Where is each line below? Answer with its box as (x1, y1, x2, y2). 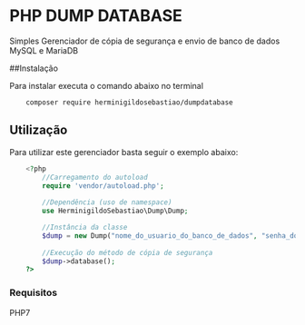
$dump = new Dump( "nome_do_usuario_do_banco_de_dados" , (42, 231, 258, 241)
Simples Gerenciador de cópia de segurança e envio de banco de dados (9, 35, 280, 46)
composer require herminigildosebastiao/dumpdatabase (25, 97, 233, 107)
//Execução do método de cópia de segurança (42, 248, 213, 257)
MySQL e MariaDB (9, 44, 79, 55)
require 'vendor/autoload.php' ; (42, 181, 165, 191)
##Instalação (9, 63, 59, 74)
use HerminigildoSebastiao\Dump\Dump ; (42, 206, 189, 216)
